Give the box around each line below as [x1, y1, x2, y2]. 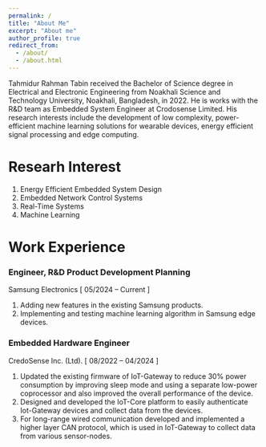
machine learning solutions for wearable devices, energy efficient [37, 121, 254, 131]
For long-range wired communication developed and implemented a [19, 414, 245, 424]
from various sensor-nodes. [19, 431, 112, 441]
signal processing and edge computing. [8, 129, 139, 139]
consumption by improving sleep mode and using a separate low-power [19, 380, 258, 389]
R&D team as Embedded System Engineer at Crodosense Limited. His [8, 104, 238, 113]
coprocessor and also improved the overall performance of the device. [19, 388, 254, 398]
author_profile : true [8, 34, 81, 43]
